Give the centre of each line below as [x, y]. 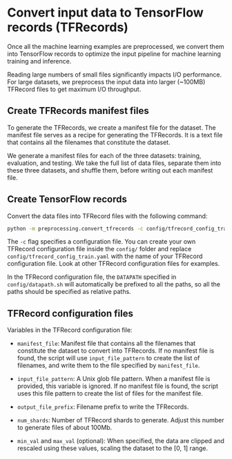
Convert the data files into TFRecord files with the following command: [107, 216]
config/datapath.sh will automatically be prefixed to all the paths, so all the [114, 284]
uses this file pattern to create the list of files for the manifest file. [110, 393]
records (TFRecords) [68, 27]
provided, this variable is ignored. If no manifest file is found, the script [118, 386]
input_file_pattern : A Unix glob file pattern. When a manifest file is [114, 379]
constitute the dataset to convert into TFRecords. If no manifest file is [116, 351]
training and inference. [39, 61]
